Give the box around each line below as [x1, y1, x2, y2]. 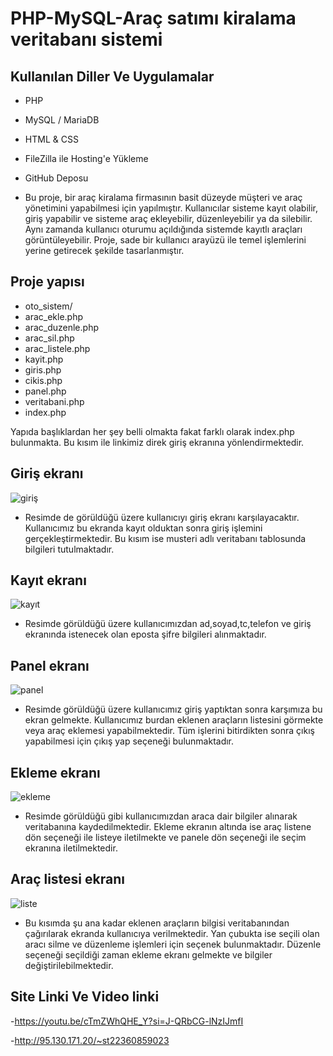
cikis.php [24, 374, 63, 386]
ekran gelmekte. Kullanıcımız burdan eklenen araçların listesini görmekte [24, 714, 324, 726]
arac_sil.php [24, 332, 75, 344]
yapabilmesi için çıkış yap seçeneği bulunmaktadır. [24, 735, 235, 747]
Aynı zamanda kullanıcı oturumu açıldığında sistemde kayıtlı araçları [24, 223, 303, 235]
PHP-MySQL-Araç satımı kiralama [10, 7, 297, 30]
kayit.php [24, 353, 64, 365]
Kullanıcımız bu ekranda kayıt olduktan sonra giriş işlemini [24, 522, 263, 534]
